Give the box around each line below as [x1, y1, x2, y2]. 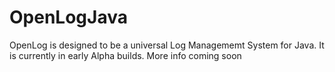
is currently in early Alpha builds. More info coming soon [9, 49, 242, 61]
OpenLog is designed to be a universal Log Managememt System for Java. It [9, 39, 325, 51]
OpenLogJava [9, 6, 128, 29]
